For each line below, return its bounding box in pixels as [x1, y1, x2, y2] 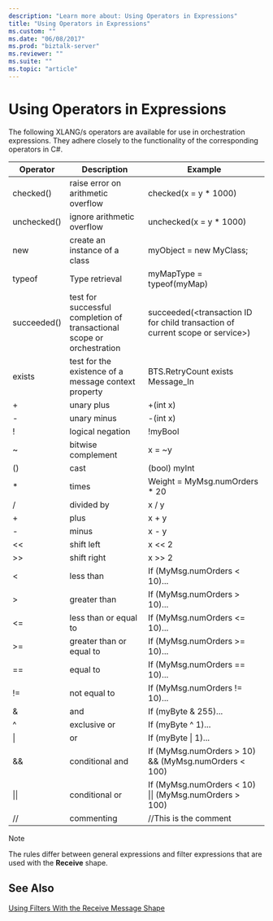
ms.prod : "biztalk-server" [8, 42, 100, 50]
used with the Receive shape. [8, 857, 108, 867]
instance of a [69, 244, 119, 256]
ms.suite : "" [8, 58, 53, 66]
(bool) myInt [147, 462, 195, 473]
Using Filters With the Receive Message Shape [8, 903, 165, 913]
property [69, 386, 103, 397]
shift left [69, 538, 101, 550]
